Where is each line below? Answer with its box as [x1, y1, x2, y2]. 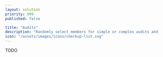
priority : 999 [5, 12, 34, 17]
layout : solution [5, 7, 41, 12]
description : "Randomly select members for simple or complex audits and [5, 30, 159, 35]
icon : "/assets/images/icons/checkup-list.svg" [5, 34, 104, 39]
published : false [5, 16, 41, 21]
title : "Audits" [5, 25, 38, 30]
